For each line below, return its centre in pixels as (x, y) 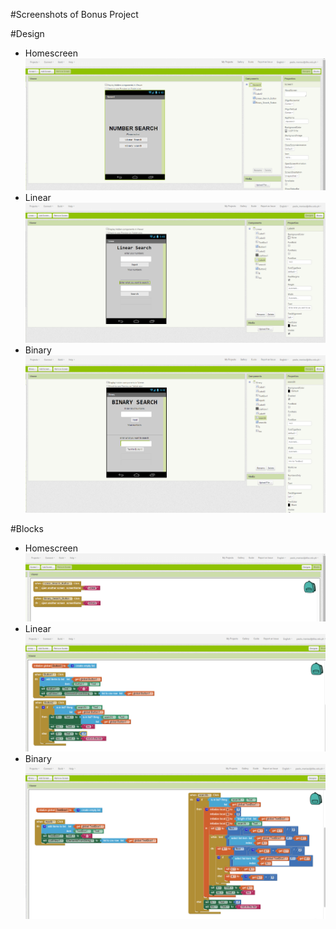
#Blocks (27, 528)
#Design (27, 33)
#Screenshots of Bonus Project (74, 14)
